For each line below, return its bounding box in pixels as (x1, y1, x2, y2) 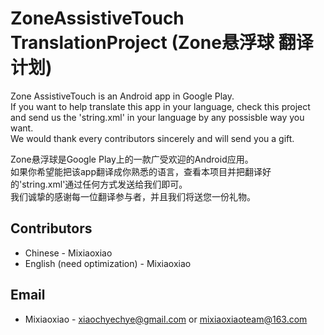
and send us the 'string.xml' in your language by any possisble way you (10, 111, 305, 123)
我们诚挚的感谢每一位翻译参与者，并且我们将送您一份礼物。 (10, 190, 256, 202)
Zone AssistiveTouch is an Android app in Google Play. (10, 90, 235, 102)
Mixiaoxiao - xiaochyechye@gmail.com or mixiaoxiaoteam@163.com (24, 313, 308, 325)
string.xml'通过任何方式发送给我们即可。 (21, 178, 188, 190)
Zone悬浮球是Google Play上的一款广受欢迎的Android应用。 (10, 153, 254, 165)
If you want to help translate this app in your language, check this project (10, 100, 311, 112)
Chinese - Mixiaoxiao (24, 247, 113, 259)
